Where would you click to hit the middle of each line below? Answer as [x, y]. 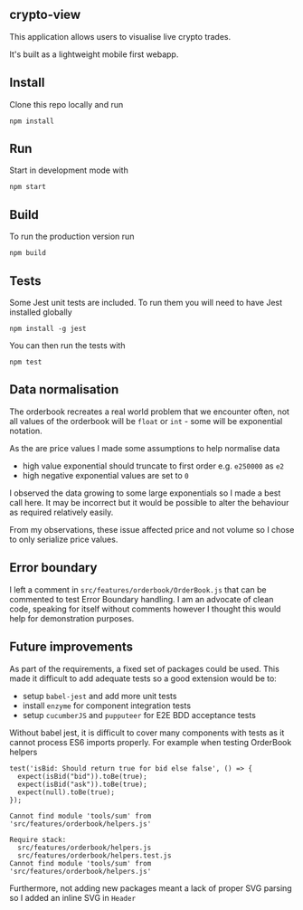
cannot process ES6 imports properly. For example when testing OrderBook [151, 742]
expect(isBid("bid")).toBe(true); [82, 776]
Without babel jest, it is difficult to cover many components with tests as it [147, 733]
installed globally [41, 312]
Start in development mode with [69, 170]
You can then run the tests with [67, 346]
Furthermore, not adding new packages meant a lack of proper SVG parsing [151, 888]
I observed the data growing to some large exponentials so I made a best [145, 493]
